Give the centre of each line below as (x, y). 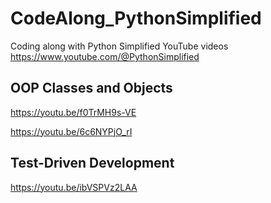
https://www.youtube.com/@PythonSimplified (105, 56)
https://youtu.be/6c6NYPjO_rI (71, 131)
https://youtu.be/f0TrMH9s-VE (73, 112)
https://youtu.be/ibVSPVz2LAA (74, 187)
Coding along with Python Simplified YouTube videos (119, 46)
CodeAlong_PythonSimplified (136, 18)
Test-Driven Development (92, 163)
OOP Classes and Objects (91, 88)
